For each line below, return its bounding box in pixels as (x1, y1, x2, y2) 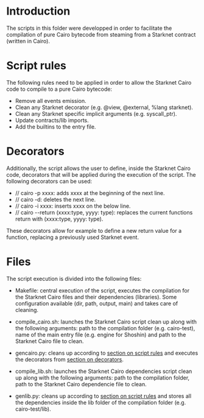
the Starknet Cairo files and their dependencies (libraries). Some (15, 293, 177, 300)
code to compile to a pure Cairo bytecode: (6, 85, 113, 93)
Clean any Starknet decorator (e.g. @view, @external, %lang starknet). (15, 104, 194, 111)
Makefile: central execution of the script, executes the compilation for (15, 286, 190, 294)
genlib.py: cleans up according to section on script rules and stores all (15, 392, 192, 400)
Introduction (6, 4, 71, 18)
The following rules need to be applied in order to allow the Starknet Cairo (6, 79, 192, 86)
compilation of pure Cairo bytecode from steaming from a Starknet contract (6, 30, 196, 38)
